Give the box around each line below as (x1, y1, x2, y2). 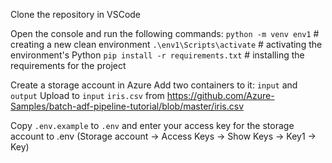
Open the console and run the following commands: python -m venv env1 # (10, 28, 320, 39)
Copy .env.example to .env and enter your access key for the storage (10, 120, 295, 131)
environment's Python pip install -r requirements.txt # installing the (10, 49, 305, 61)
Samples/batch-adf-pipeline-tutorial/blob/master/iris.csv (10, 100, 245, 112)
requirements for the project (10, 60, 127, 71)
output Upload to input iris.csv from (10, 90, 165, 101)
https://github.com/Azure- (166, 90, 275, 101)
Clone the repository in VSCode (10, 9, 142, 20)
